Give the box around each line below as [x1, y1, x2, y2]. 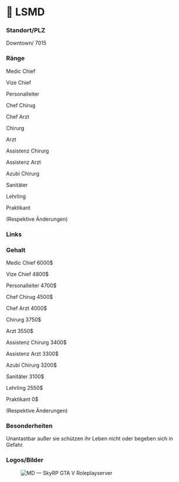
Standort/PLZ [6, 26, 46, 35]
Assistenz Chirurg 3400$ [6, 339, 67, 346]
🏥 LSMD [6, 5, 45, 19]
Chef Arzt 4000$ [6, 305, 47, 312]
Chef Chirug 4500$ [6, 294, 53, 300]
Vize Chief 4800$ [6, 271, 49, 278]
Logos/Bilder [6, 456, 44, 464]
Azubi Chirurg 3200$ [6, 362, 57, 369]
